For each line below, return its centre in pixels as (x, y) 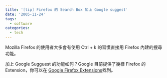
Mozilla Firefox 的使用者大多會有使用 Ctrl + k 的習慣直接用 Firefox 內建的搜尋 (84, 47)
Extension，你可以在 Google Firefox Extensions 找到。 (60, 70)
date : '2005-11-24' (25, 14)
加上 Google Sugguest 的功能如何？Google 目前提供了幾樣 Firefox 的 (76, 64)
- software (21, 23)
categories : (17, 28)
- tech (16, 33)
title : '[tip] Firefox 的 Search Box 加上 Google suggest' (67, 10)
